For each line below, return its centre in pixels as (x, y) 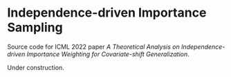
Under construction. (36, 67)
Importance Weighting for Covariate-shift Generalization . (108, 54)
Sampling (35, 27)
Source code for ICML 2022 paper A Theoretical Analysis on (93, 46)
